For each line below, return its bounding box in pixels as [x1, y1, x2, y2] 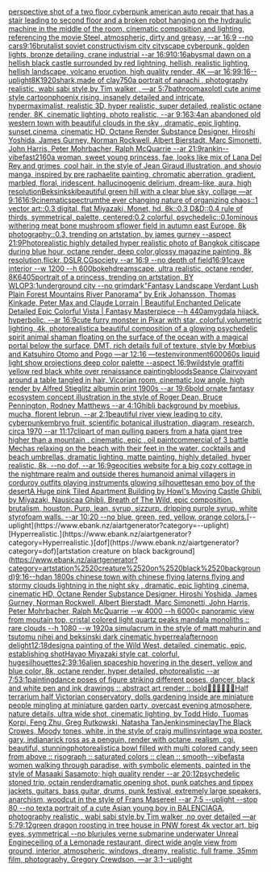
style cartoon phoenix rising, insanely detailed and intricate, [8, 93, 206, 102]
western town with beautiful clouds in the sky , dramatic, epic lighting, [8, 118, 241, 127]
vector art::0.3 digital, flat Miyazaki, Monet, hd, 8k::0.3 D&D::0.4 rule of [8, 204, 244, 213]
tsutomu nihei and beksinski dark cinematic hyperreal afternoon [8, 632, 219, 642]
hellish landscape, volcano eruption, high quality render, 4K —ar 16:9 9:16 [8, 67, 252, 76]
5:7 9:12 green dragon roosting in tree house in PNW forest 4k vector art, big [8, 820, 260, 829]
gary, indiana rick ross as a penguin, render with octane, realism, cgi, [8, 735, 236, 744]
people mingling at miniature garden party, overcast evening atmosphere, [8, 700, 252, 710]
